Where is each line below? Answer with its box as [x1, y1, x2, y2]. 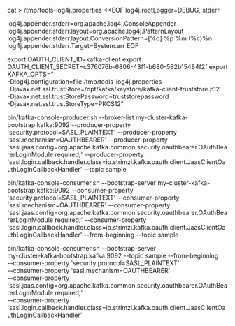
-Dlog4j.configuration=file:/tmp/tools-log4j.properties [7, 77, 162, 86]
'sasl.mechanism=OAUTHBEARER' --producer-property [7, 135, 168, 144]
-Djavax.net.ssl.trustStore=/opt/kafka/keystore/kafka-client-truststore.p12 [7, 85, 220, 93]
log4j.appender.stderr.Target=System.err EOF [7, 42, 139, 50]
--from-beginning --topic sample [83, 230, 179, 239]
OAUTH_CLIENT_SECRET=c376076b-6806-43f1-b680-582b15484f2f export [7, 63, 228, 71]
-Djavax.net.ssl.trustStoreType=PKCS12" [7, 100, 124, 108]
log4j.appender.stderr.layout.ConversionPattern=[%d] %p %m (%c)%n [7, 34, 212, 43]
